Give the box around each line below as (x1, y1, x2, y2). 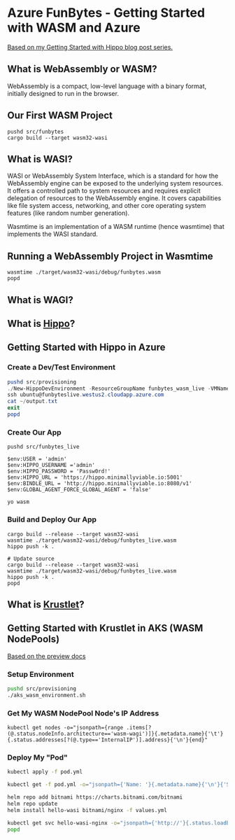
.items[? (126, 724, 152, 731)
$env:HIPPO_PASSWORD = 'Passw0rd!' (7, 468, 111, 475)
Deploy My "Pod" (7, 752, 68, 762)
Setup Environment (7, 669, 75, 679)
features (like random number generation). (7, 209, 130, 218)
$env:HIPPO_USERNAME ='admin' (7, 462, 96, 469)
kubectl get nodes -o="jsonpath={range (7, 724, 124, 731)
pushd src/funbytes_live (7, 443, 80, 451)
